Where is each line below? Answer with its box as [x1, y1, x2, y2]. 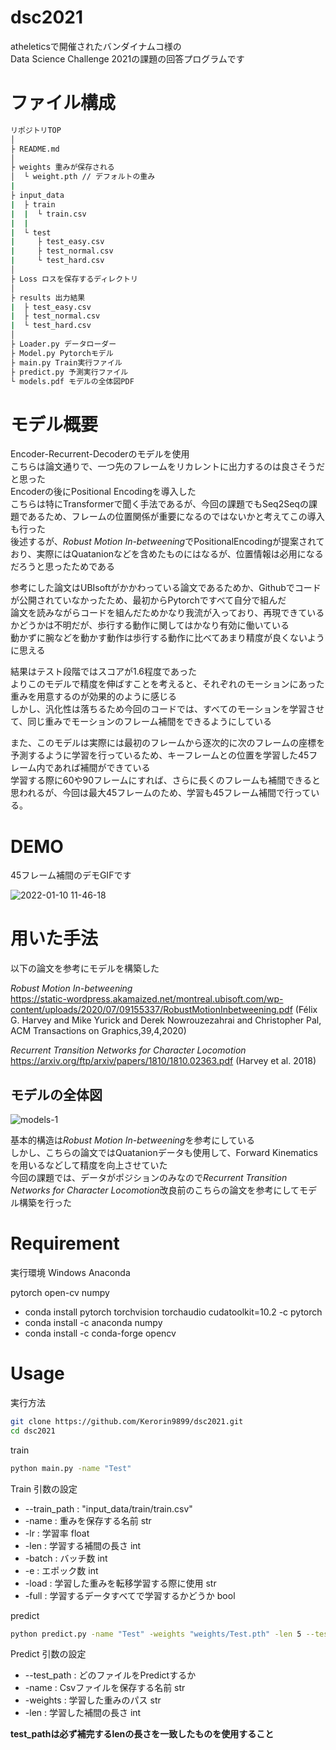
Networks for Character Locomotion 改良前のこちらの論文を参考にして [10, 1184, 300, 1196]
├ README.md [10, 144, 60, 154]
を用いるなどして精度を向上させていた [10, 1159, 168, 1171]
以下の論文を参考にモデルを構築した [10, 962, 160, 975]
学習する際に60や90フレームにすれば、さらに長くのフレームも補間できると [10, 774, 322, 786]
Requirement [10, 1232, 120, 1255]
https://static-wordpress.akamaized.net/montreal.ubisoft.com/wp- [10, 993, 284, 1005]
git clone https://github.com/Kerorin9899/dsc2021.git [10, 1416, 244, 1426]
